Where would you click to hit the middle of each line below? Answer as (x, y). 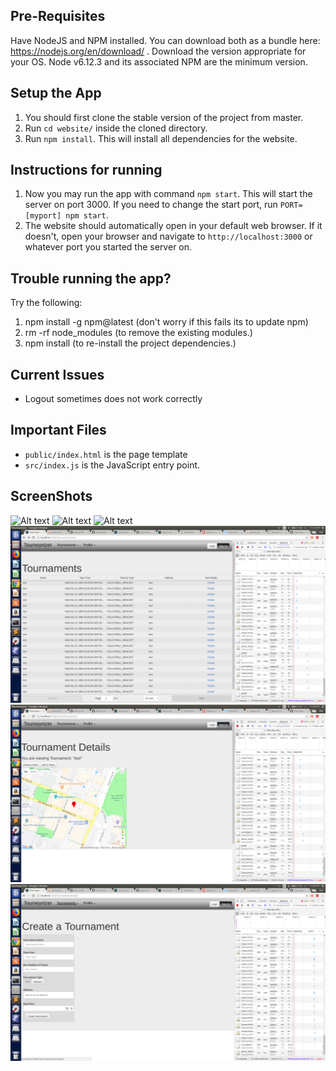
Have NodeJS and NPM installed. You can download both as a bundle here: (165, 40)
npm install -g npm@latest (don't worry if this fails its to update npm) (166, 322)
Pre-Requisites (58, 16)
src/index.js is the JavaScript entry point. (112, 465)
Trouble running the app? (91, 278)
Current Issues (57, 374)
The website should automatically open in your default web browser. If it (173, 226)
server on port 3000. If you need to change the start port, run (151, 205)
